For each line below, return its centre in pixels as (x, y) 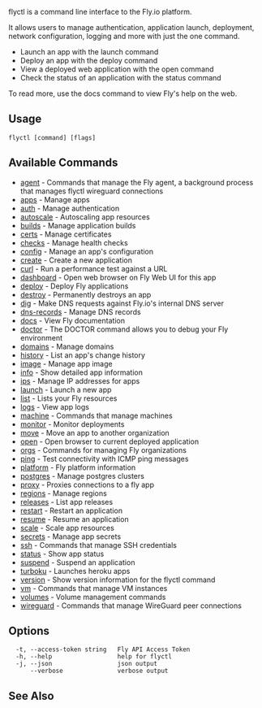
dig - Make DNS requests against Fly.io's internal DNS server (122, 303)
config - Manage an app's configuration (87, 251)
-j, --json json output (87, 664)
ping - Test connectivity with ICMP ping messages (104, 458)
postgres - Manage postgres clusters (82, 476)
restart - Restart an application (71, 510)
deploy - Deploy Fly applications (74, 286)
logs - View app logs (54, 406)
